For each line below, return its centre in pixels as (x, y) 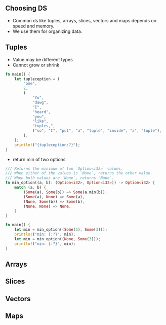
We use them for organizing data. (47, 31)
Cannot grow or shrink (36, 65)
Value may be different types (43, 59)
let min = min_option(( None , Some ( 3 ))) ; (57, 239)
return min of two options (39, 159)
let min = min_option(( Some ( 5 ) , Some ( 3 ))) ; (61, 230)
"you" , (39, 117)
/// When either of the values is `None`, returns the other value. (79, 173)
